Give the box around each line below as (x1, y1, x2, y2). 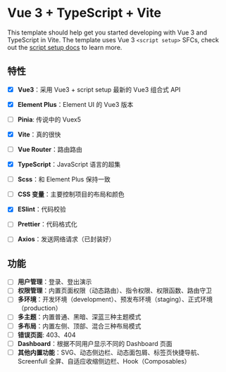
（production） (17, 304, 62, 312)
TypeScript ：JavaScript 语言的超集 (17, 160, 121, 169)
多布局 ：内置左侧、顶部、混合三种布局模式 (17, 321, 142, 330)
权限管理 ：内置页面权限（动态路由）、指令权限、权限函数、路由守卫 (17, 286, 213, 295)
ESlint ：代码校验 (17, 205, 66, 214)
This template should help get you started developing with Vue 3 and (7, 28, 208, 37)
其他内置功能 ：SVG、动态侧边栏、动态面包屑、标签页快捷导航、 (17, 348, 203, 357)
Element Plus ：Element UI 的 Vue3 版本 (17, 100, 134, 108)
